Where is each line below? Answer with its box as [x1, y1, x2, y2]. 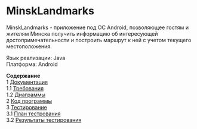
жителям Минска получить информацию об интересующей [6, 30, 158, 37]
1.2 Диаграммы [6, 91, 46, 98]
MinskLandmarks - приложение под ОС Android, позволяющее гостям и [6, 24, 189, 31]
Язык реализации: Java [6, 54, 66, 61]
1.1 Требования [6, 84, 44, 92]
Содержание [6, 72, 41, 79]
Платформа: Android [6, 61, 58, 68]
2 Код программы [6, 97, 53, 105]
